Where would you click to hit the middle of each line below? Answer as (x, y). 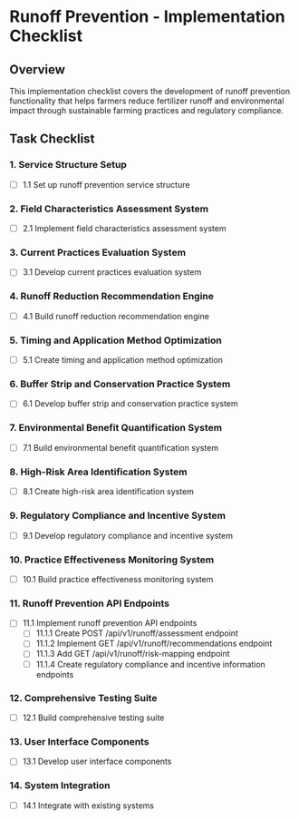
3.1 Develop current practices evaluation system (112, 272)
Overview (38, 69)
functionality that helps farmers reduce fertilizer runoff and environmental (147, 101)
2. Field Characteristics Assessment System (109, 209)
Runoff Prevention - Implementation (147, 17)
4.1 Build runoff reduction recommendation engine (116, 316)
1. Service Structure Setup (68, 165)
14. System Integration (60, 786)
